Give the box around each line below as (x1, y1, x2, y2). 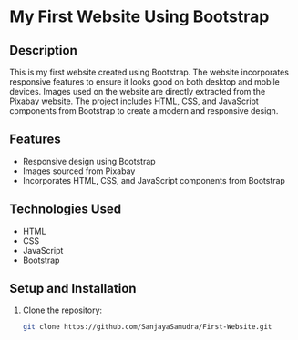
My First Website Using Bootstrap (9, 6, 270, 27)
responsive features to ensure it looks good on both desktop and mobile (9, 76, 280, 87)
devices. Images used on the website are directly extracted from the (9, 86, 266, 96)
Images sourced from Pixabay (22, 165, 136, 176)
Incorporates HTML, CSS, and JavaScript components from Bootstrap (22, 175, 285, 185)
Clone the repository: (22, 305, 103, 315)
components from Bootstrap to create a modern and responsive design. (9, 105, 279, 115)
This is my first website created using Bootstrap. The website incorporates (9, 66, 290, 77)
